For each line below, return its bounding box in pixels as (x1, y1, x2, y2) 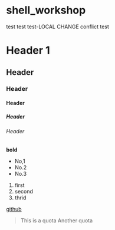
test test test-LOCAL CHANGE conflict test (6, 23, 109, 30)
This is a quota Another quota (20, 216, 93, 224)
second (14, 188, 34, 195)
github (6, 205, 22, 212)
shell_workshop (6, 4, 86, 17)
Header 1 (6, 44, 50, 57)
